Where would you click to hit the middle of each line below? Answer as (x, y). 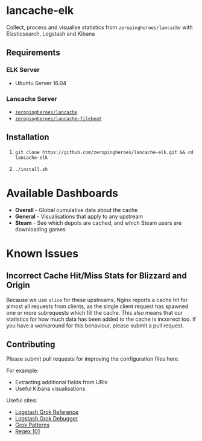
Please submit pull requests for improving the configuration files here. (93, 359)
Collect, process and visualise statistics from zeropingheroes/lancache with (99, 27)
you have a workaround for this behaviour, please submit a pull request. (95, 325)
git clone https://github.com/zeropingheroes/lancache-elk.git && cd (104, 152)
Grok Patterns (32, 425)
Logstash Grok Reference (47, 412)
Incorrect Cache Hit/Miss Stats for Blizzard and (96, 276)
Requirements (33, 53)
